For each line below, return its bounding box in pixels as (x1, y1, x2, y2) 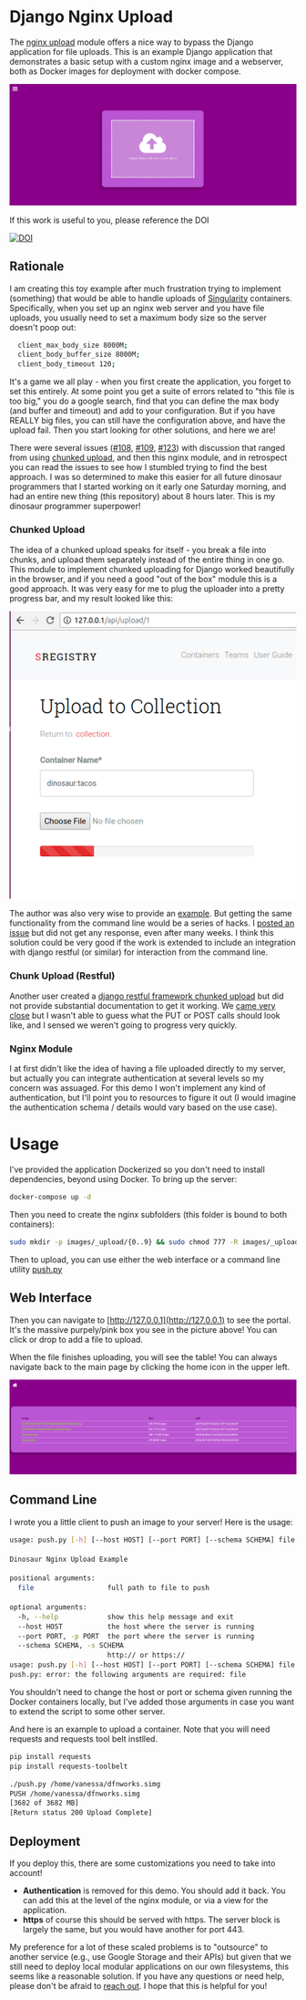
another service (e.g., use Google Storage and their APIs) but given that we (9, 1952, 291, 1963)
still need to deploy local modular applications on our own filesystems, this (9, 1961, 290, 1973)
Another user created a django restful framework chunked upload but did (9, 990, 284, 1001)
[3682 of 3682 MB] (9, 1798, 79, 1808)
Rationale (9, 258, 65, 275)
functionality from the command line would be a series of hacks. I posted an (9, 917, 295, 928)
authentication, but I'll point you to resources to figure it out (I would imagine (9, 1093, 296, 1104)
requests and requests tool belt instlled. (9, 1733, 158, 1744)
